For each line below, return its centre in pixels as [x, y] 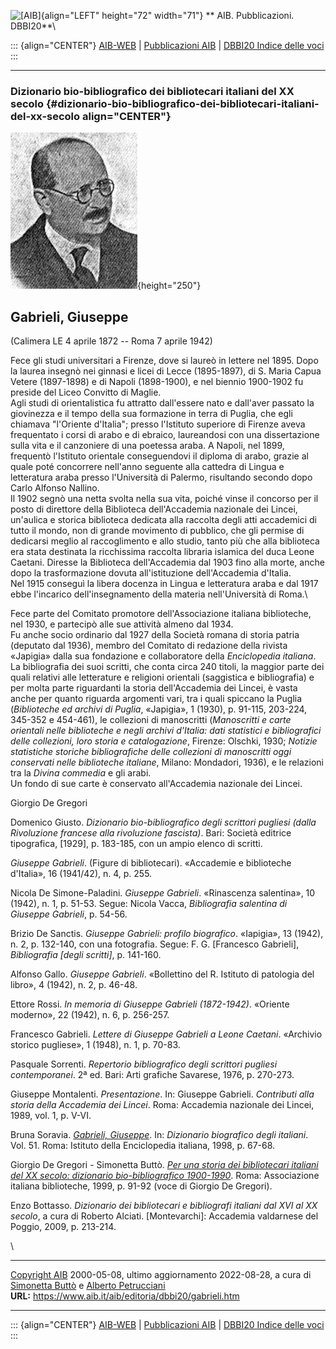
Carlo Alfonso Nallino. [55, 488]
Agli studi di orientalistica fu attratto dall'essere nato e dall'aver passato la [162, 403]
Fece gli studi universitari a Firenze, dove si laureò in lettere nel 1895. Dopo [164, 361]
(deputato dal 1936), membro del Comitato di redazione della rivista [149, 646]
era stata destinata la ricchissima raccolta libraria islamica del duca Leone [162, 552]
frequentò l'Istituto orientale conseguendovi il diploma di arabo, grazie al [159, 456]
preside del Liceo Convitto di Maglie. [86, 392]
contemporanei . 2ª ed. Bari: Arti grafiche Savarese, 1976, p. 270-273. [152, 1075]
